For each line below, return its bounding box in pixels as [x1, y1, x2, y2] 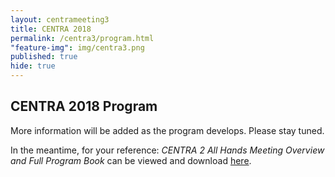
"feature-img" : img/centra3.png [10, 42, 145, 53]
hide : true [10, 61, 56, 71]
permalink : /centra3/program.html [10, 33, 155, 43]
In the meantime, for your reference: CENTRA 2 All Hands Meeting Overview [10, 144, 325, 156]
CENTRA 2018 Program [10, 98, 158, 115]
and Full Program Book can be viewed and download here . [10, 154, 252, 166]
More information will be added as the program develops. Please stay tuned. [10, 124, 325, 136]
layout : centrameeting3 [10, 14, 110, 25]
